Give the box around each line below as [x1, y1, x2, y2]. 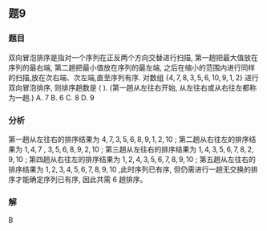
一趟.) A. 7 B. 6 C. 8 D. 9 [14, 92, 95, 102]
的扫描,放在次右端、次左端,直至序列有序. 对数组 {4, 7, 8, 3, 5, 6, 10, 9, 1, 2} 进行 [8, 72, 259, 82]
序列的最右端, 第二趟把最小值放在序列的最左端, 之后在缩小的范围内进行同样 [8, 63, 255, 72]
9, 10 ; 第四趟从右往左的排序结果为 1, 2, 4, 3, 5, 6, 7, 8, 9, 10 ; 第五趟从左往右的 [8, 154, 257, 164]
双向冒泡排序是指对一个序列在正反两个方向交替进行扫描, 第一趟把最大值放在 [8, 52, 258, 62]
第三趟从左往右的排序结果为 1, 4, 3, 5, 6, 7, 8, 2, [105, 144, 254, 154]
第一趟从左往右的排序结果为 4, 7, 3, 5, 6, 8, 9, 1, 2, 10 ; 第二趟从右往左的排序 [8, 134, 249, 144]
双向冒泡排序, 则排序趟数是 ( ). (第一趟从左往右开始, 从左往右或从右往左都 [8, 83, 250, 92]
